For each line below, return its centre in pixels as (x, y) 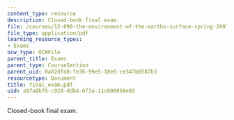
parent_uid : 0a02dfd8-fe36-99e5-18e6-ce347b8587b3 (82, 71)
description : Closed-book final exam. (63, 20)
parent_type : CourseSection (48, 65)
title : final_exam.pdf (40, 85)
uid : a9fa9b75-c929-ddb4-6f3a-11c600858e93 (71, 91)
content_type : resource (42, 14)
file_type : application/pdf (48, 33)
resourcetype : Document (42, 78)
